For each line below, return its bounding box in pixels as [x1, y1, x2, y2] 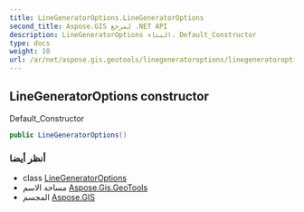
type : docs [9, 38, 51, 48]
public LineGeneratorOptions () [9, 130, 128, 140]
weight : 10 [9, 47, 51, 56]
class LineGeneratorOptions [22, 172, 128, 183]
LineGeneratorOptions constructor [9, 89, 210, 104]
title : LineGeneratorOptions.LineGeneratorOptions [9, 13, 204, 23]
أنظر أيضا [9, 151, 46, 164]
